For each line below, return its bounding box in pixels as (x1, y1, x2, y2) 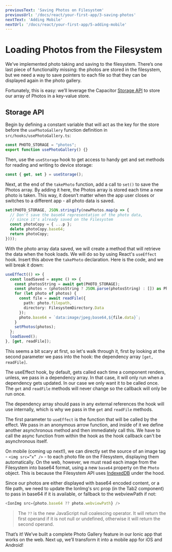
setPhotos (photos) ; (14, 325, 56, 330)
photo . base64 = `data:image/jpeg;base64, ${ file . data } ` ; (18, 315, 141, 320)
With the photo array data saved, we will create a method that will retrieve (5, 245, 161, 252)
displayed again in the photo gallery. (5, 78, 82, 84)
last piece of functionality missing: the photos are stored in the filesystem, (5, 66, 161, 73)
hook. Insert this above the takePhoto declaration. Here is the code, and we (5, 256, 164, 262)
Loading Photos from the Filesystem (5, 44, 162, 56)
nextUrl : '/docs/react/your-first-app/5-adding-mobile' (5, 22, 127, 27)
